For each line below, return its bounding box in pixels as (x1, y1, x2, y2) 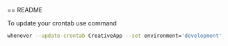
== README (7, 6, 43, 14)
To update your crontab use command (7, 19, 117, 27)
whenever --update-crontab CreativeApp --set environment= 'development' (7, 32, 222, 39)
